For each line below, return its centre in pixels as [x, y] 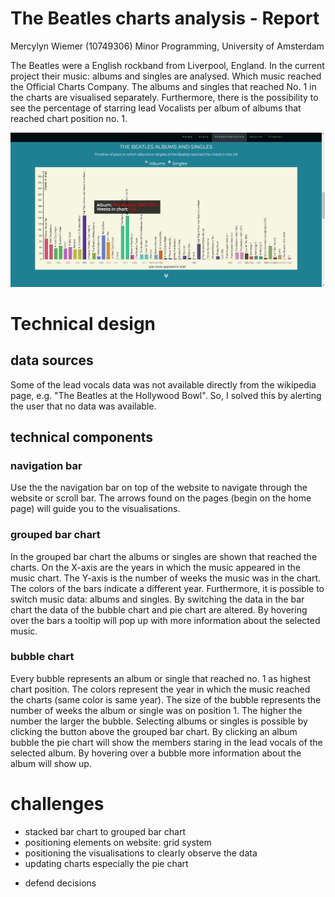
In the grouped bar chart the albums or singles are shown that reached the [164, 556]
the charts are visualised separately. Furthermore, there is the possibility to [164, 97]
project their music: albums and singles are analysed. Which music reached [166, 76]
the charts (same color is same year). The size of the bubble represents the [166, 699]
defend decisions [60, 883]
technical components [82, 437]
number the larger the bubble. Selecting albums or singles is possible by [159, 721]
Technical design [83, 323]
